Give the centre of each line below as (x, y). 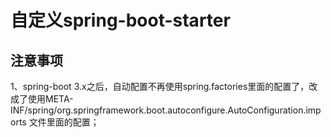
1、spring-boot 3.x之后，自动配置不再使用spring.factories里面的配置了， (160, 86)
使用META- (50, 99)
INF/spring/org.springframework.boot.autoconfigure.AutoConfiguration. (158, 110)
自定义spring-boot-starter (120, 20)
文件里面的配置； (64, 122)
